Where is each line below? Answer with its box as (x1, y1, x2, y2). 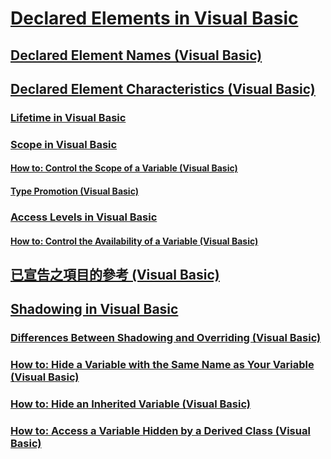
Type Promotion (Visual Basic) (10, 185, 139, 197)
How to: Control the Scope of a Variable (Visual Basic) (10, 162, 238, 174)
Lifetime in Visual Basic (10, 110, 127, 124)
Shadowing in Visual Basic (10, 301, 179, 318)
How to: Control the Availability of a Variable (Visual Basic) (10, 235, 259, 247)
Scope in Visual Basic (10, 137, 118, 151)
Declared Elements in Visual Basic (10, 7, 299, 30)
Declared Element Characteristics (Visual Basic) (10, 80, 316, 97)
